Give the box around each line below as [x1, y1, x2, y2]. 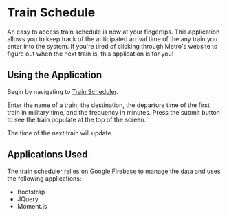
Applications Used [7, 149, 88, 161]
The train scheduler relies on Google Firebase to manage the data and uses [7, 167, 221, 175]
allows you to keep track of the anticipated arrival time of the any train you [7, 34, 218, 43]
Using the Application [7, 69, 102, 81]
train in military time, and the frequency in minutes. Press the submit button [7, 108, 220, 116]
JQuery [17, 194, 39, 203]
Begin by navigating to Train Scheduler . [7, 87, 119, 95]
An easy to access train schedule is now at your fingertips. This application [7, 27, 220, 36]
